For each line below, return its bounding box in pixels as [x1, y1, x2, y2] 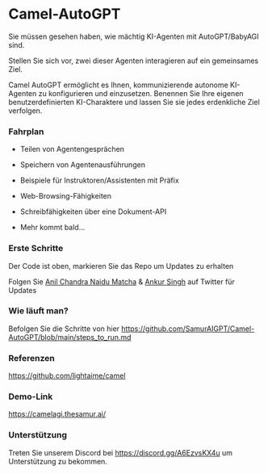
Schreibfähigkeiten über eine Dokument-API [19, 207, 167, 216]
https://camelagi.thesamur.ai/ [8, 409, 107, 419]
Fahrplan [8, 126, 44, 137]
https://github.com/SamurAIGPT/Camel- [120, 324, 255, 333]
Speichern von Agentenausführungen [19, 160, 145, 170]
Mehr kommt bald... [19, 223, 86, 233]
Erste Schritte [8, 243, 64, 254]
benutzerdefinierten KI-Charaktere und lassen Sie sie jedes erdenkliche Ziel [8, 97, 260, 107]
